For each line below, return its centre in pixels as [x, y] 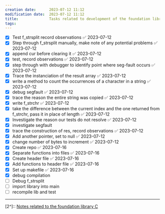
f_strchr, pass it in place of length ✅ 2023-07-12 [61, 114]
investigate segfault [32, 125]
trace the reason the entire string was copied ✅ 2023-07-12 [73, 97]
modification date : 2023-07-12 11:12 [45, 14]
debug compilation [31, 175]
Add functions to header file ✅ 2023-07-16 [55, 164]
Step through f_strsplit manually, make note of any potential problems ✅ [85, 43]
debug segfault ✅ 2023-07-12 [43, 92]
